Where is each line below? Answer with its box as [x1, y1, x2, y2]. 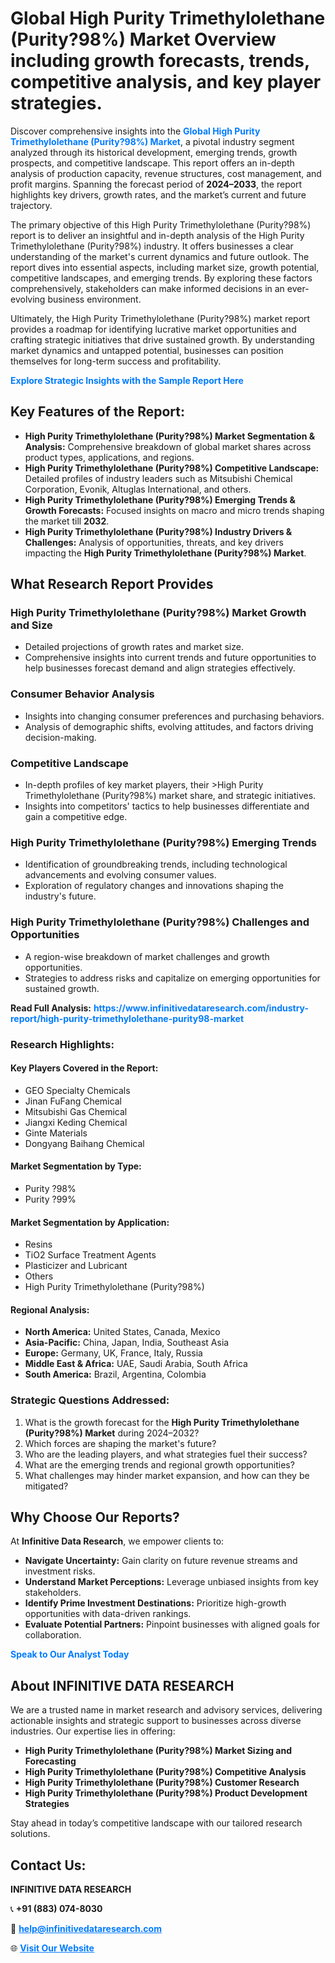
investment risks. [24, 1565, 96, 1577]
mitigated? [24, 1480, 69, 1492]
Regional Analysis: [10, 1303, 90, 1316]
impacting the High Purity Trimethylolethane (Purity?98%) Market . [24, 547, 307, 559]
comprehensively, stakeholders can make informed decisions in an [10, 282, 285, 294]
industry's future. [24, 890, 97, 902]
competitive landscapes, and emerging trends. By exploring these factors [10, 272, 313, 284]
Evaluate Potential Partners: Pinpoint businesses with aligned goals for [24, 1618, 321, 1631]
